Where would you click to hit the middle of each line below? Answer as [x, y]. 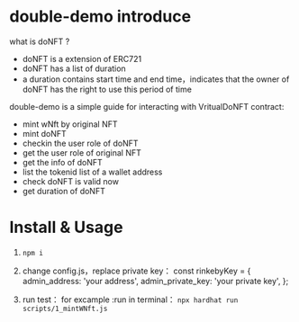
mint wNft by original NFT [70, 124]
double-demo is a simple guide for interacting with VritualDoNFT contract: [147, 106]
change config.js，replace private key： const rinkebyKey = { [136, 271]
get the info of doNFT [63, 162]
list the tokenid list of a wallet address [92, 172]
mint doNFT [45, 133]
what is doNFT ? [40, 41]
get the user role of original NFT [82, 152]
